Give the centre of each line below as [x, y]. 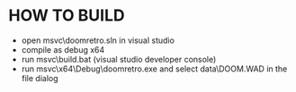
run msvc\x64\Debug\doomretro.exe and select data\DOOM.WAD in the [154, 69]
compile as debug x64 [63, 49]
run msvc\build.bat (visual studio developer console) [119, 59]
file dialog [40, 78]
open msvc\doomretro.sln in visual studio [98, 40]
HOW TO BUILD [67, 16]
